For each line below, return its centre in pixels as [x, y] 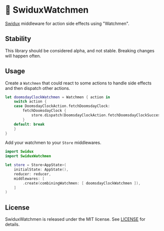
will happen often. [23, 56]
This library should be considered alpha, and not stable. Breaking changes [80, 50]
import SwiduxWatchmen [28, 156]
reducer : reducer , [32, 174]
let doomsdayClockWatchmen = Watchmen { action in [58, 97]
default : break [29, 124]
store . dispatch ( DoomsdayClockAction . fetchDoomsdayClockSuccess [97, 115]
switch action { [31, 102]
